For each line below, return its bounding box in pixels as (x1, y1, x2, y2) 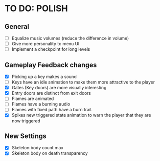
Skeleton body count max (11, 145, 64, 151)
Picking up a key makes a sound (11, 74, 77, 80)
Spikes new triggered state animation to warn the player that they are (11, 112, 151, 118)
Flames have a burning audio (11, 101, 70, 107)
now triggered (11, 118, 41, 123)
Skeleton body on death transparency (11, 150, 88, 156)
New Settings (4, 132, 47, 140)
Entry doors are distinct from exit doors (11, 90, 91, 96)
